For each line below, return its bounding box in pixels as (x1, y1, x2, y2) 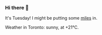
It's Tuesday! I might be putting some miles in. (5, 15, 98, 21)
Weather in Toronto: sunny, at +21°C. (5, 24, 79, 30)
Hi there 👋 (5, 4, 29, 11)
